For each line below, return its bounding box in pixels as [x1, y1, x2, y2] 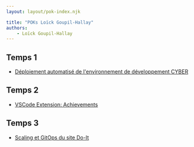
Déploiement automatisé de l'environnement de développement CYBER [14, 68, 189, 75]
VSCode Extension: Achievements [14, 101, 98, 108]
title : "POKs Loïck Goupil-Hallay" [6, 19, 94, 25]
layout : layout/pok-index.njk [6, 8, 81, 15]
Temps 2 [6, 85, 39, 95]
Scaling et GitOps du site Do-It [14, 134, 89, 141]
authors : [6, 25, 28, 31]
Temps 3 [6, 118, 39, 128]
